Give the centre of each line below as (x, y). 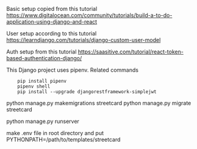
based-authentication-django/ (44, 58)
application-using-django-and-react (52, 22)
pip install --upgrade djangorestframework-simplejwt (87, 92)
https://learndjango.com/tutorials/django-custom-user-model (84, 40)
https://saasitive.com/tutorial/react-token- (131, 52)
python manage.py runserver (43, 121)
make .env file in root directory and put (55, 133)
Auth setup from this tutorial (41, 52)
